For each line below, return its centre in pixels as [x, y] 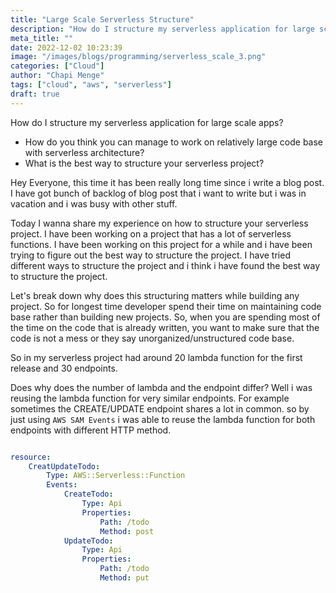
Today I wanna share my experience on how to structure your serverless [159, 223]
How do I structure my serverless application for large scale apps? [147, 122]
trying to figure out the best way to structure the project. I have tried [150, 255]
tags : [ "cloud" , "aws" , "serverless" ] [91, 85]
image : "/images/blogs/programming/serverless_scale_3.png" [138, 57]
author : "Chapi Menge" [57, 76]
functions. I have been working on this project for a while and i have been [161, 244]
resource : [31, 457]
